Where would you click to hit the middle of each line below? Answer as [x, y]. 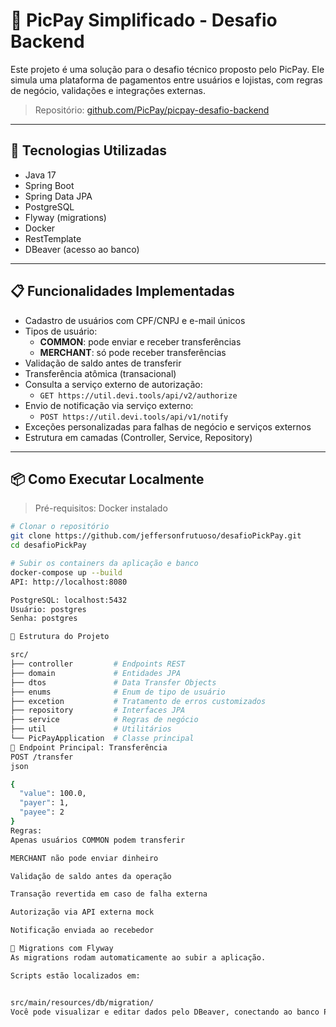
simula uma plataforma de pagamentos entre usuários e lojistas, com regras [166, 80]
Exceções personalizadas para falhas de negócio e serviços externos [168, 426]
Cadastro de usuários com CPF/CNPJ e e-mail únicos [135, 320]
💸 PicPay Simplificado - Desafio [144, 20]
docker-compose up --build [66, 572]
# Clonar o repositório [60, 527]
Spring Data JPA [58, 196]
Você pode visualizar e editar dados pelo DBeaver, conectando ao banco [165, 1012]
